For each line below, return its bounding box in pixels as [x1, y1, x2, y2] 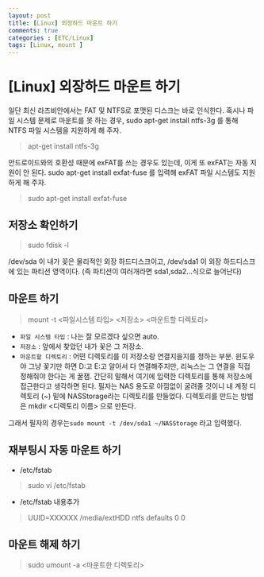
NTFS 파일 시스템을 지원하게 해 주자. [8, 126, 121, 135]
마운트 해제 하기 [8, 537, 81, 551]
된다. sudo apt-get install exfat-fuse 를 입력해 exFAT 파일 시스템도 [31, 168, 241, 177]
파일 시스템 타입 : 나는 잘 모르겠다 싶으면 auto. [19, 331, 160, 341]
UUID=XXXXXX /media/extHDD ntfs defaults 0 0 [27, 513, 186, 522]
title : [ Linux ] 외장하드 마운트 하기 [8, 19, 118, 27]
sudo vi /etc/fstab [27, 480, 86, 490]
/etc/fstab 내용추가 [19, 497, 80, 506]
